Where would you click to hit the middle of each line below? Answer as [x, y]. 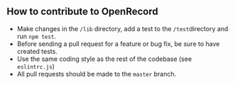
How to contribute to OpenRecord [82, 12]
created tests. [37, 51]
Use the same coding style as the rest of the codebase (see [104, 59]
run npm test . [36, 36]
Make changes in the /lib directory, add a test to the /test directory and [122, 28]
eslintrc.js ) [35, 66]
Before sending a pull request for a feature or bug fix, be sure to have [118, 44]
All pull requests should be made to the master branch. [97, 74]
